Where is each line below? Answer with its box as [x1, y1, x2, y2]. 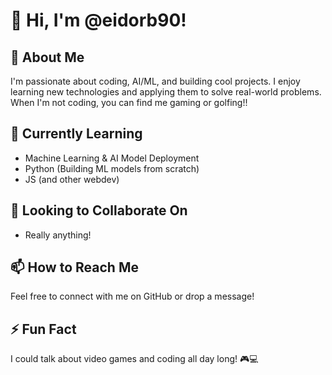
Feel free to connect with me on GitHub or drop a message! [10, 290, 255, 303]
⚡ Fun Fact [10, 320, 77, 338]
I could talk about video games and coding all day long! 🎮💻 [10, 353, 259, 365]
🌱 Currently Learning [10, 125, 143, 143]
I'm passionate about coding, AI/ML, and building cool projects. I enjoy [10, 75, 301, 87]
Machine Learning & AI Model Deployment [24, 152, 200, 164]
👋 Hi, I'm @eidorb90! [10, 9, 187, 32]
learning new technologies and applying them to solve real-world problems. [10, 86, 322, 98]
